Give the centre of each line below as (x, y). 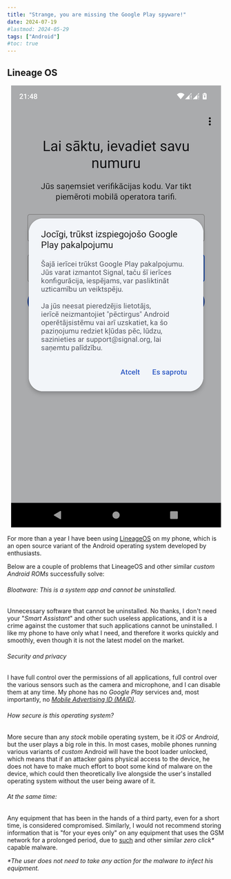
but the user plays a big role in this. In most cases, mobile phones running (112, 744)
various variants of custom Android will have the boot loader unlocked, (108, 751)
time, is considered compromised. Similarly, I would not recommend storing (114, 825)
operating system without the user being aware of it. (82, 781)
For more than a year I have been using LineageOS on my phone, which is (112, 538)
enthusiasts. (24, 553)
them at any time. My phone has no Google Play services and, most (103, 692)
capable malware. (32, 847)
